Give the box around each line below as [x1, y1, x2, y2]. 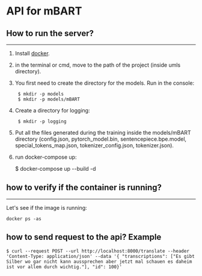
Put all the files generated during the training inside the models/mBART [14, 129, 191, 136]
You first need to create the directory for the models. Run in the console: [14, 79, 195, 87]
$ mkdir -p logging [17, 118, 67, 124]
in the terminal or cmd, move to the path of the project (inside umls [14, 61, 181, 69]
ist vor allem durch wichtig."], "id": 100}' [6, 263, 122, 270]
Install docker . [14, 50, 50, 57]
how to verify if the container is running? [6, 182, 162, 193]
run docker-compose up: [14, 153, 77, 161]
